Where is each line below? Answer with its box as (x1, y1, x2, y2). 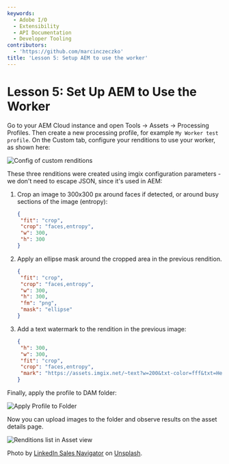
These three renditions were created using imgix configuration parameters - (7, 169, 221, 178)
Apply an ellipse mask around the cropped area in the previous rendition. (16, 255, 222, 263)
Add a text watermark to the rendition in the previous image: (16, 324, 187, 333)
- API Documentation (13, 29, 72, 36)
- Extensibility (13, 23, 59, 29)
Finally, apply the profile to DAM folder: (7, 389, 118, 397)
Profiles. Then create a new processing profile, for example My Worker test (7, 128, 219, 137)
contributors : (7, 42, 48, 49)
